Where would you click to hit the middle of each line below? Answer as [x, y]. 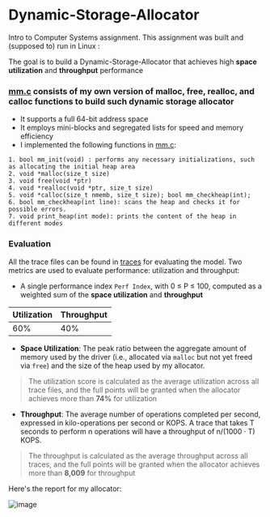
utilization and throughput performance [76, 70]
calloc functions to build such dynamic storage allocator [121, 101]
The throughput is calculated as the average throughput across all [138, 455]
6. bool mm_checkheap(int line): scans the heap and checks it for [124, 203]
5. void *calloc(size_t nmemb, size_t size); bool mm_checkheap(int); [130, 195]
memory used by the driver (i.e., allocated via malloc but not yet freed [136, 357]
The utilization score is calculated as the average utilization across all [143, 381]
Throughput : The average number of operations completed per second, [140, 414]
